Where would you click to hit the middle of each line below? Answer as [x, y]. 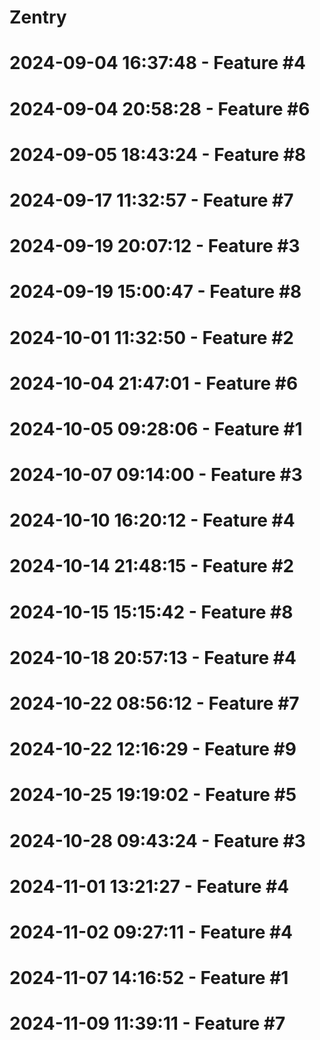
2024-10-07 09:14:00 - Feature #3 [156, 475]
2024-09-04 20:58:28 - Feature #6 [160, 108]
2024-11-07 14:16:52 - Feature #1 [149, 978]
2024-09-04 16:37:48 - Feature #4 [157, 63]
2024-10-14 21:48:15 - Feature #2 [152, 566]
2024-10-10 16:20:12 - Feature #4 [152, 520]
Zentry [38, 17]
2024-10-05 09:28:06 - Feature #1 [156, 428]
